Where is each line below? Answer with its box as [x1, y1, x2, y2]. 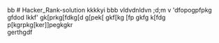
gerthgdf [7, 28, 33, 36]
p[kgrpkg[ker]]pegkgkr [7, 21, 73, 28]
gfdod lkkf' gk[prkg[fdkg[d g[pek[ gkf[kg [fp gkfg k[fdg [7, 13, 166, 21]
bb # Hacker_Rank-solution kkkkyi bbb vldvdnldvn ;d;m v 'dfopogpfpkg [7, 6, 213, 14]
